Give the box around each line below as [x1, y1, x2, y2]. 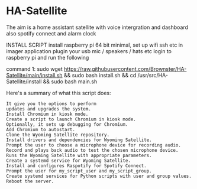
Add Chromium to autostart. [6, 126, 76, 132]
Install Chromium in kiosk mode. [6, 111, 89, 117]
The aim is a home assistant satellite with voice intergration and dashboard [6, 24, 188, 31]
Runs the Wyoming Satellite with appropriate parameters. [6, 152, 152, 158]
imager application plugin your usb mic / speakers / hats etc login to [6, 47, 172, 54]
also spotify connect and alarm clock [6, 30, 96, 37]
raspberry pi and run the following [6, 54, 89, 61]
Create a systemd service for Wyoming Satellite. [6, 158, 131, 164]
